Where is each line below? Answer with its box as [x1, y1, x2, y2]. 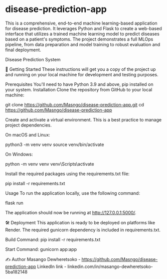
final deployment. [5, 47, 42, 53]
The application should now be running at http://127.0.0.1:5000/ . [5, 209, 136, 215]
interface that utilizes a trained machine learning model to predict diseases [5, 31, 159, 37]
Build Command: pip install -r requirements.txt [5, 236, 101, 242]
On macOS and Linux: [5, 131, 50, 137]
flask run [5, 200, 24, 206]
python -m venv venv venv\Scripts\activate [5, 161, 94, 167]
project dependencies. [5, 122, 52, 128]
